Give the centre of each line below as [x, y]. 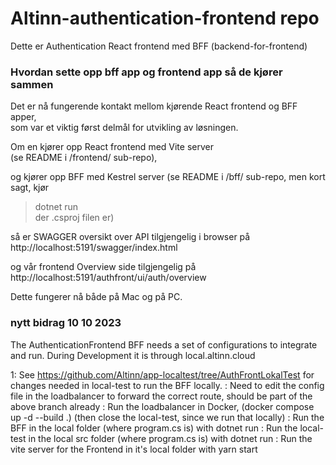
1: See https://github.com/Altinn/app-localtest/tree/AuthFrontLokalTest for [162, 374]
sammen [32, 84]
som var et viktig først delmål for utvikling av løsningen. [124, 128]
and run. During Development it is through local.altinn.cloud [133, 355]
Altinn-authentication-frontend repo [165, 18]
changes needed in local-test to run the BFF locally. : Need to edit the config [167, 385]
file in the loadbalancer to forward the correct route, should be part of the [161, 396]
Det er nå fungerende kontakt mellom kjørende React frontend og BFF [154, 106]
